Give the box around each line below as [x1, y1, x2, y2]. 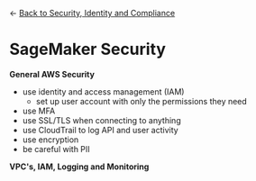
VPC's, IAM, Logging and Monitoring [9, 161, 150, 172]
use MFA [22, 105, 56, 116]
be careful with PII [22, 143, 90, 154]
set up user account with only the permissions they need [35, 95, 248, 106]
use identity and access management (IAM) [22, 86, 185, 97]
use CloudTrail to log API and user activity [22, 124, 178, 135]
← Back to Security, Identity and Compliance [9, 8, 176, 18]
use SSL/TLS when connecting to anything [22, 114, 182, 125]
